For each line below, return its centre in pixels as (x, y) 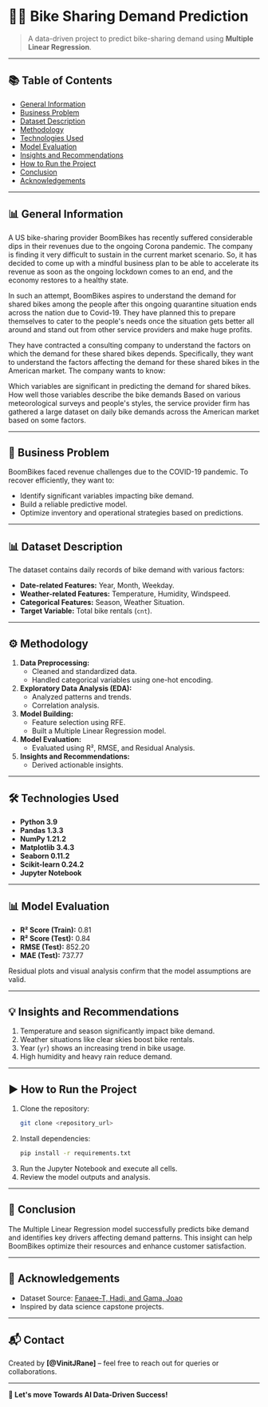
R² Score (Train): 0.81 (55, 930)
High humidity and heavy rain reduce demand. (96, 1056)
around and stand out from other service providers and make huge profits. (130, 329)
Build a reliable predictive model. (73, 504)
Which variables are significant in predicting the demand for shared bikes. (130, 386)
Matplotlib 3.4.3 (47, 847)
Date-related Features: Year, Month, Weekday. (97, 585)
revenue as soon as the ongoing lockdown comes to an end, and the (121, 271)
